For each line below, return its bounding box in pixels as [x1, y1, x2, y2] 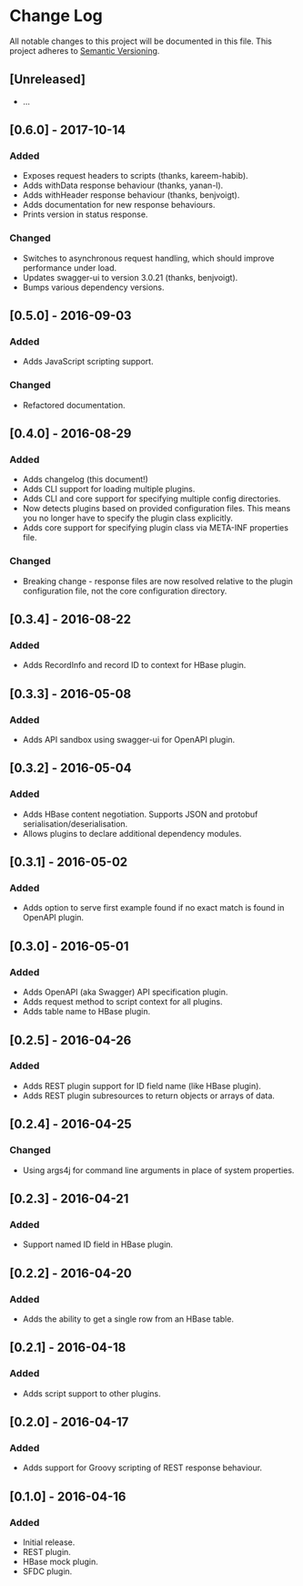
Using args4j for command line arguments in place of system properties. [22, 1164, 295, 1176]
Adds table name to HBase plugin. [22, 1006, 151, 1017]
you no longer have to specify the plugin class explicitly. [22, 512, 234, 524]
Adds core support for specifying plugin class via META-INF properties [22, 522, 289, 533]
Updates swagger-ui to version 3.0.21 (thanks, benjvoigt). [22, 272, 238, 283]
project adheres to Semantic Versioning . [9, 45, 160, 56]
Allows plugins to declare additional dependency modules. [22, 828, 242, 839]
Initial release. [22, 1537, 76, 1548]
